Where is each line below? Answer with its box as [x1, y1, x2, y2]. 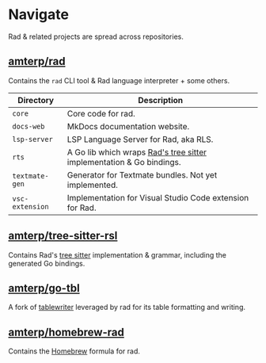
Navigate [8, 6, 70, 24]
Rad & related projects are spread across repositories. [8, 32, 184, 41]
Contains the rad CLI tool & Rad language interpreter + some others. [8, 75, 230, 85]
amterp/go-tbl [8, 281, 81, 295]
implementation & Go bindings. [66, 156, 181, 167]
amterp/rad [8, 55, 66, 68]
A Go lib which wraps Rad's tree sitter [66, 147, 207, 158]
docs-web [12, 121, 45, 131]
